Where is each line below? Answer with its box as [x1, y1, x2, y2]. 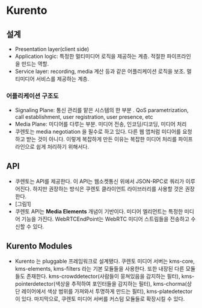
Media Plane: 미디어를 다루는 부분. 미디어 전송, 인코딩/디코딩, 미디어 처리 [14, 121, 187, 128]
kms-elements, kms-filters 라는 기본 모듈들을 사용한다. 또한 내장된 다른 [14, 265, 185, 272]
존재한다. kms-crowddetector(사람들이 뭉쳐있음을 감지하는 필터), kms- [26, 272, 195, 280]
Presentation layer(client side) [14, 46, 90, 52]
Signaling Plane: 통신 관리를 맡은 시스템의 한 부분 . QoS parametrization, [14, 107, 189, 114]
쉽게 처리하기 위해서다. [35, 143, 89, 151]
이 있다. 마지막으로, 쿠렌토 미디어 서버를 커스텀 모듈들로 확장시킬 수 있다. [14, 295, 185, 302]
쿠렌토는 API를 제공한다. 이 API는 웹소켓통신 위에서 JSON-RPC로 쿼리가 [14, 178, 185, 185]
